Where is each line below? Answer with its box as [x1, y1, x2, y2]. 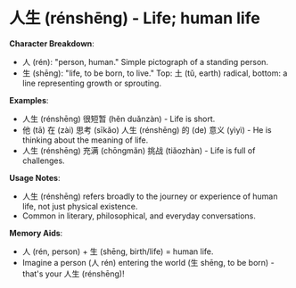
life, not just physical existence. [21, 201, 138, 211]
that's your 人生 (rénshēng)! [21, 268, 125, 279]
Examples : [9, 95, 49, 105]
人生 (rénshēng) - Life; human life [9, 8, 260, 29]
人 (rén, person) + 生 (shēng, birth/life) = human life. [21, 246, 214, 257]
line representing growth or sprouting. [21, 78, 162, 88]
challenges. [21, 155, 65, 166]
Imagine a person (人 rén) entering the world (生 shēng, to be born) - [21, 257, 275, 267]
